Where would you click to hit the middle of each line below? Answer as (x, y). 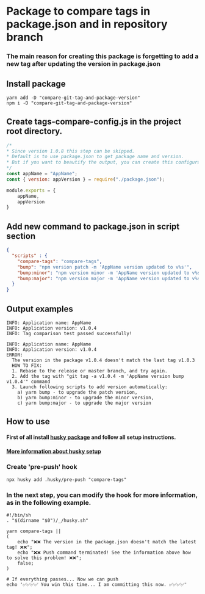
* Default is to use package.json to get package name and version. (95, 157)
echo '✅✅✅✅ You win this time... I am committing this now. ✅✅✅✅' (97, 585)
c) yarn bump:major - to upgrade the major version (84, 403)
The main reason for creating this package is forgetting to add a (103, 56)
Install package (36, 84)
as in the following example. (49, 502)
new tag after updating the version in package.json (83, 64)
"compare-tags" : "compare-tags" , (60, 261)
